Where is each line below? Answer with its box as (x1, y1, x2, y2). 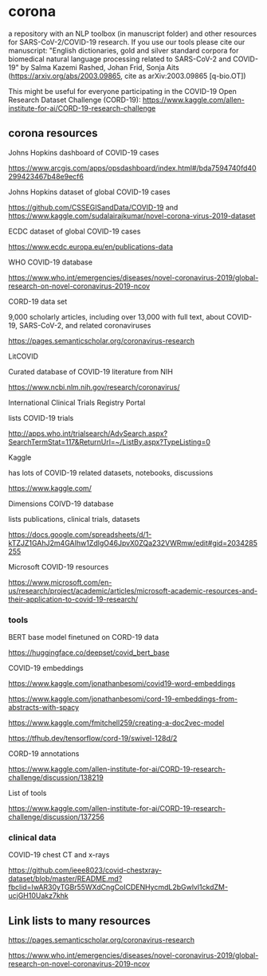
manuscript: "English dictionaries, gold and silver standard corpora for (8, 45, 239, 55)
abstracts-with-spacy (8, 703, 80, 712)
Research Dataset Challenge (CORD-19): (8, 95, 141, 104)
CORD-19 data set (8, 296, 68, 306)
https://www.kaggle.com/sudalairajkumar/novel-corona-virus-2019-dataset (8, 210, 256, 221)
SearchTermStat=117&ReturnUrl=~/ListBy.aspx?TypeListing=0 (8, 437, 211, 446)
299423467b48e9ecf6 (8, 171, 84, 181)
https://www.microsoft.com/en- (8, 577, 112, 587)
